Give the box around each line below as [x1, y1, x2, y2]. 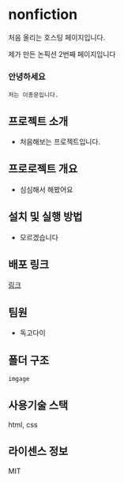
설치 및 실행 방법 [8, 210, 83, 224]
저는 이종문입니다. [8, 91, 59, 100]
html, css [8, 420, 38, 429]
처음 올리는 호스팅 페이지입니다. [8, 32, 106, 42]
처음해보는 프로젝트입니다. [19, 137, 101, 147]
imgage [8, 375, 30, 383]
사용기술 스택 [8, 398, 69, 412]
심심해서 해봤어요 [19, 184, 73, 194]
